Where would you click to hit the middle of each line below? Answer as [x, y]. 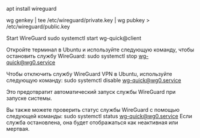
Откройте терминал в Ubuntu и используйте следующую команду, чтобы [100, 50]
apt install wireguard [32, 9]
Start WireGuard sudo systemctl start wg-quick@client [74, 38]
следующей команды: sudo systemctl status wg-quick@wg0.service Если [99, 116]
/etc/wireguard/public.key [38, 27]
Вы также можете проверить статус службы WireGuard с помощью [93, 110]
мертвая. [18, 129]
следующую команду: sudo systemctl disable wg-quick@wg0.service [94, 80]
